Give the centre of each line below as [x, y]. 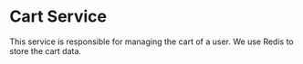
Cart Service [58, 17]
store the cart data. [46, 50]
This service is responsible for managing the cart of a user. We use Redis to [151, 41]
